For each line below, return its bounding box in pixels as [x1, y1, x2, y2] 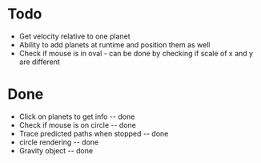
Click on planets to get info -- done [18, 112, 135, 121]
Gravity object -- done [18, 145, 94, 155]
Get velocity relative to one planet [18, 31, 131, 41]
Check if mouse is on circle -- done [18, 120, 137, 129]
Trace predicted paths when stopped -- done [18, 128, 169, 138]
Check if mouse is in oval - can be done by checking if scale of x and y [18, 48, 254, 58]
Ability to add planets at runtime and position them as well [18, 39, 211, 49]
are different [18, 57, 61, 67]
